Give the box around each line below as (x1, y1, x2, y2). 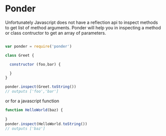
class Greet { (5, 53, 35, 58)
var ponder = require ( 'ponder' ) (5, 44, 72, 49)
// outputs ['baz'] (5, 126, 46, 131)
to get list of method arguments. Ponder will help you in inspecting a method (5, 24, 161, 30)
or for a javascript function (5, 98, 59, 104)
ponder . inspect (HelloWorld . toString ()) (5, 121, 88, 127)
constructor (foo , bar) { (9, 62, 61, 67)
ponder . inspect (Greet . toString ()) (5, 84, 77, 89)
